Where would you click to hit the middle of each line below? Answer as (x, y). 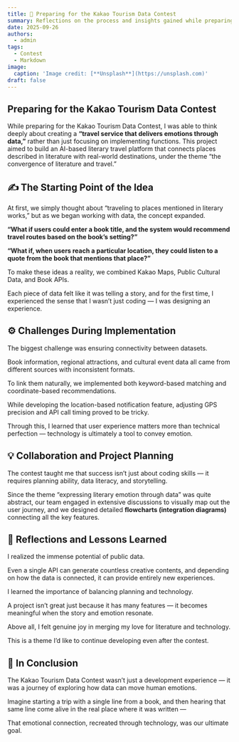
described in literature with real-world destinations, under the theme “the (115, 157)
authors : (20, 34)
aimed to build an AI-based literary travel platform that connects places (112, 149)
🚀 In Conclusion (43, 663)
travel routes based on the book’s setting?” (73, 237)
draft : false (27, 80)
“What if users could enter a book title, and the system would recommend (119, 229)
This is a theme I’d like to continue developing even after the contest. (108, 641)
